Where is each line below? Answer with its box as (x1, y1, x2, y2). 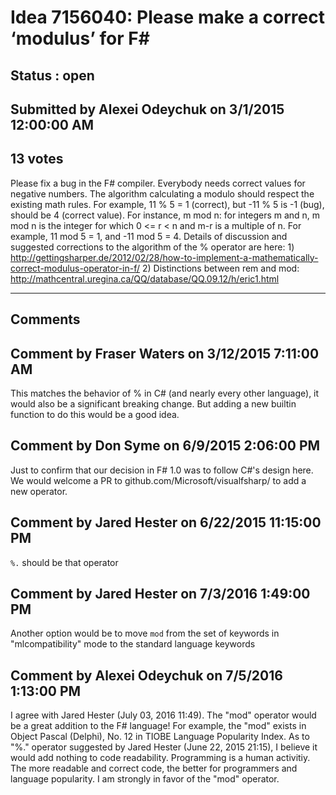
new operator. (10, 485, 68, 497)
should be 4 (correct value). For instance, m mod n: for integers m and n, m (10, 209, 321, 221)
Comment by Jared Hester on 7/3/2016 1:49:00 (10, 586, 311, 602)
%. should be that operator (10, 556, 119, 568)
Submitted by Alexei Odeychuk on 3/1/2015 (10, 101, 285, 118)
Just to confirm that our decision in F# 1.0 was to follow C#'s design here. (10, 464, 314, 476)
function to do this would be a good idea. (10, 408, 180, 420)
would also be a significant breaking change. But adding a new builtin (10, 397, 297, 410)
